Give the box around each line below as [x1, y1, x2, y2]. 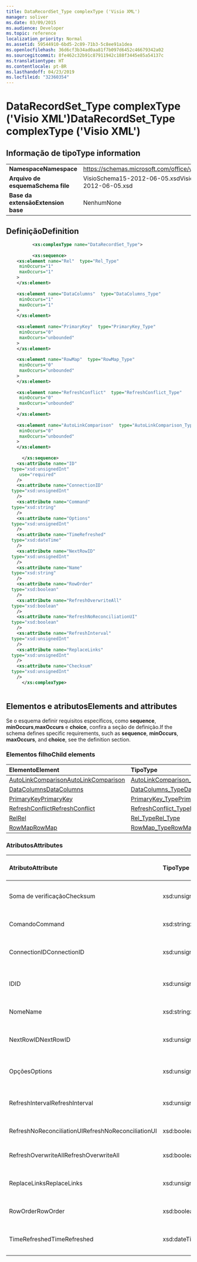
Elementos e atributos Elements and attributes [6, 701, 178, 711]
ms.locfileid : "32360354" [6, 74, 69, 80]
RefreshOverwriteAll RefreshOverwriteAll [9, 1151, 120, 1160]
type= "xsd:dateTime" [11, 537, 62, 544]
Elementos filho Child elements [6, 750, 96, 758]
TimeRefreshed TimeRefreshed [9, 1235, 94, 1243]
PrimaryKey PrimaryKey [9, 794, 73, 803]
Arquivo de [9, 174, 41, 183]
